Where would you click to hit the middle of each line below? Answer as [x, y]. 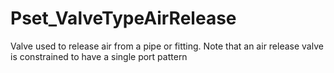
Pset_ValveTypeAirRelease [123, 18]
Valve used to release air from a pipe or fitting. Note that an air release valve [167, 46]
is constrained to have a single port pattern [99, 56]
